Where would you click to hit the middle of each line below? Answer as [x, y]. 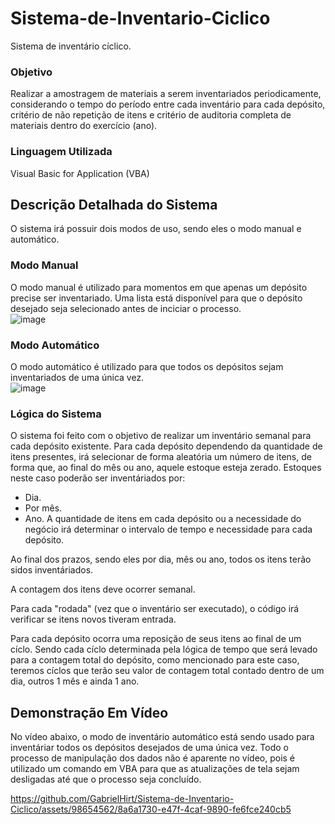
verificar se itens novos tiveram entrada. [93, 619]
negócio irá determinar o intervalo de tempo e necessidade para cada [168, 529]
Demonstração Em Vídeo [89, 712]
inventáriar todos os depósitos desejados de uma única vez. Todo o [149, 748]
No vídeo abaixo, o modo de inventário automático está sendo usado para [162, 737]
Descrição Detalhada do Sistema [114, 204]
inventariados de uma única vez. [77, 377]
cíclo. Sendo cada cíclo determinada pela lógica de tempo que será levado [164, 649]
